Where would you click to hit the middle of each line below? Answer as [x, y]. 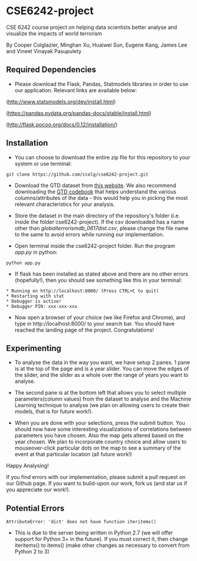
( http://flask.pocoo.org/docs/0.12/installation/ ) [62, 124]
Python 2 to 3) [32, 552]
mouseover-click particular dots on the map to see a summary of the [98, 448]
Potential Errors [35, 508]
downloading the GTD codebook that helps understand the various [95, 191]
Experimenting [34, 348]
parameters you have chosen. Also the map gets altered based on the [99, 435]
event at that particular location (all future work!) [73, 454]
